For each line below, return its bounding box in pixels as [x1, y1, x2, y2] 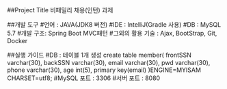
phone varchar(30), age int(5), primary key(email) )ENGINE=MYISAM [7, 66, 202, 74]
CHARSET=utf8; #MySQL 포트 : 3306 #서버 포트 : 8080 [7, 74, 161, 82]
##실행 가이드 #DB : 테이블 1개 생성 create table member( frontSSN [7, 51, 191, 59]
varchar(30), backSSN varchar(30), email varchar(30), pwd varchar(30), [7, 59, 211, 66]
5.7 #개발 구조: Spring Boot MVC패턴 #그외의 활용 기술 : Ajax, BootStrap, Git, [7, 29, 217, 37]
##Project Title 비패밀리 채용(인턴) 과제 [7, 6, 113, 14]
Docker [7, 37, 28, 44]
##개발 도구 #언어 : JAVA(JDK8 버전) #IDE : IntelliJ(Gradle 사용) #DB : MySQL [7, 21, 222, 29]
